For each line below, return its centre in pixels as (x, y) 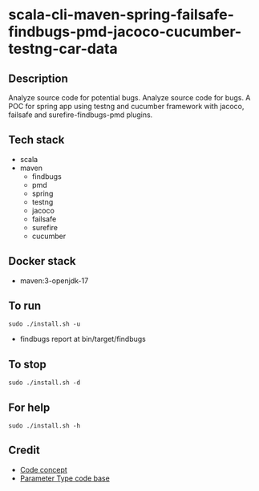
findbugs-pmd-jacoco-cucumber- (125, 32)
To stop (27, 364)
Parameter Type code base (65, 478)
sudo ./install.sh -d (45, 383)
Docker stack (42, 261)
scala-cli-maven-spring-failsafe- (121, 15)
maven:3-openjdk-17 (54, 280)
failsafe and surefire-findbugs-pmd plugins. (81, 115)
